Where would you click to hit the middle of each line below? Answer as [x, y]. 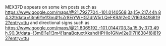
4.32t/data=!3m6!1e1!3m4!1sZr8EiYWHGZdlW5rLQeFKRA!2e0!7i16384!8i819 [83, 17]
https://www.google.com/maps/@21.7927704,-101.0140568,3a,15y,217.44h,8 [83, 12]
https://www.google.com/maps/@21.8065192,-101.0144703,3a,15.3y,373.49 [82, 28]
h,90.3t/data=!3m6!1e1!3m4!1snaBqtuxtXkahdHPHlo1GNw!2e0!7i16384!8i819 [83, 33]
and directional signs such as [60, 23]
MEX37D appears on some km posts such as [51, 7]
